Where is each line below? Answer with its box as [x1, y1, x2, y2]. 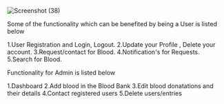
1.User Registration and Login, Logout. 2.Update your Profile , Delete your [7, 41, 216, 48]
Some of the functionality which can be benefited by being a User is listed [7, 20, 218, 28]
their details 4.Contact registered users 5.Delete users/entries [7, 90, 183, 97]
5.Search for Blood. [7, 55, 62, 63]
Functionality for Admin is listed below [7, 69, 116, 76]
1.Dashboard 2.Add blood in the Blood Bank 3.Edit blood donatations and [7, 82, 214, 90]
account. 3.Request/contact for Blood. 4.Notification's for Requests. [7, 48, 200, 56]
